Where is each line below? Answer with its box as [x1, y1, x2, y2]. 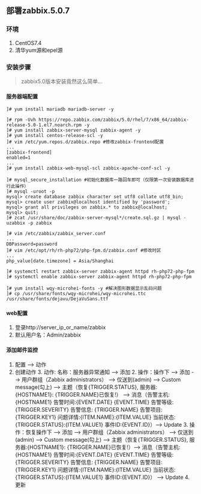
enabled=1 [6, 155, 31, 161]
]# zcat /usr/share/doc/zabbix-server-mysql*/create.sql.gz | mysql [6, 215, 181, 221]
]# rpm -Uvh [6, 117, 36, 123]
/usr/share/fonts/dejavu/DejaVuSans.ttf [6, 296, 109, 302]
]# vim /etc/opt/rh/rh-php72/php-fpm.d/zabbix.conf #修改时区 [6, 248, 161, 254]
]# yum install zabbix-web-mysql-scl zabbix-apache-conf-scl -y [6, 165, 170, 171]
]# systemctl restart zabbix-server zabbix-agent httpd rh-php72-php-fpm [6, 269, 195, 275]
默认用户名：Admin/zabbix [14, 331, 81, 338]
